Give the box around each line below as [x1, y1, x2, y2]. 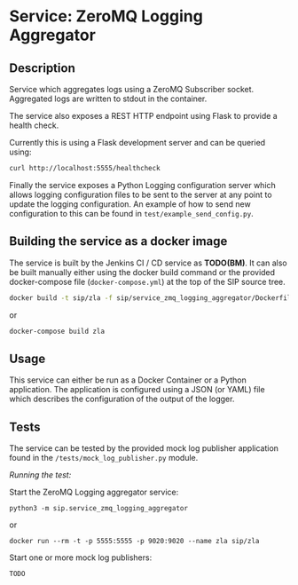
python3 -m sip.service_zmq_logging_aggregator [9, 504, 189, 513]
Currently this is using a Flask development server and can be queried [9, 138, 266, 147]
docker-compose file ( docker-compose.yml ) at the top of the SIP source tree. [9, 276, 286, 287]
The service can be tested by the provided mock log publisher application [9, 443, 279, 454]
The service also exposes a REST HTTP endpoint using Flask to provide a [9, 111, 278, 121]
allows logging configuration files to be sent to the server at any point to [9, 189, 272, 200]
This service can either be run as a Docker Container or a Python [9, 375, 247, 385]
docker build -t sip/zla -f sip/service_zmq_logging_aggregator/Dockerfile [9, 293, 295, 303]
